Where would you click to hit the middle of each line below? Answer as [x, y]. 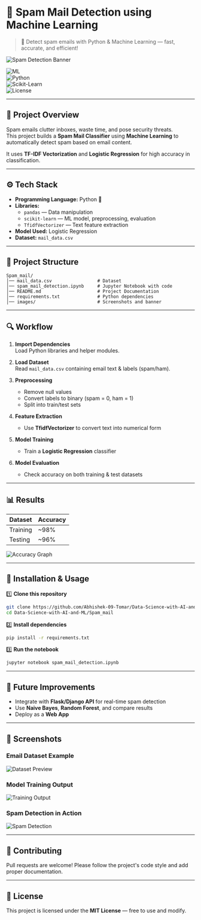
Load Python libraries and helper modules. [67, 351]
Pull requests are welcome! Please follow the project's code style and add [97, 865]
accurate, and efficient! [50, 48]
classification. [23, 160]
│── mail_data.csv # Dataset [64, 281]
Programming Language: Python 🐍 [58, 199]
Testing [20, 540]
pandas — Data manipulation [58, 212]
